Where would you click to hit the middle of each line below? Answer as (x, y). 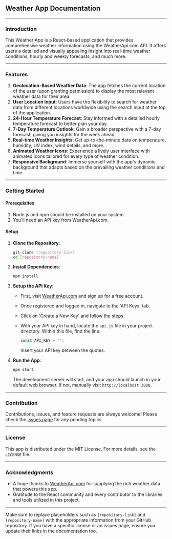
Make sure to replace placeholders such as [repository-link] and (76, 515)
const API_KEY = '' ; (42, 341)
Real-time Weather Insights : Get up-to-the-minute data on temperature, (89, 140)
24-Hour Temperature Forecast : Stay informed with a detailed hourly (86, 118)
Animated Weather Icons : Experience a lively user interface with (81, 151)
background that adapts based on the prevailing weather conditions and (89, 167)
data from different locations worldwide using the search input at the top (89, 108)
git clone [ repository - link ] (44, 252)
